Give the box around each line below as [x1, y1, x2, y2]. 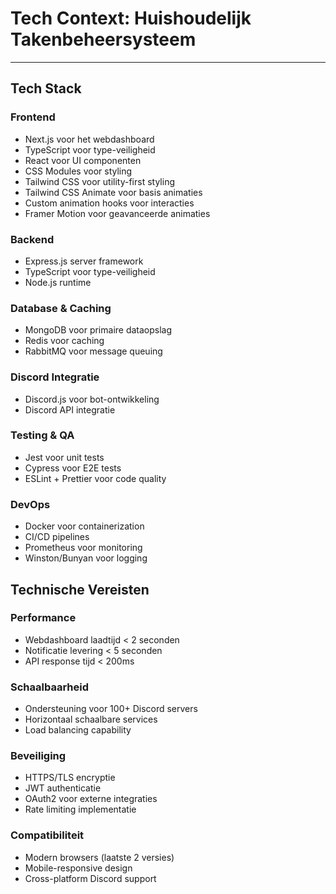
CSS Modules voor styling [24, 165, 133, 177]
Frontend [10, 110, 56, 124]
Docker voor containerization [24, 520, 145, 532]
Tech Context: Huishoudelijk [10, 7, 252, 30]
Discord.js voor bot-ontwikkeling [24, 393, 160, 405]
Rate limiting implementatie [24, 803, 137, 816]
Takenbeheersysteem [10, 28, 197, 51]
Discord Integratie [10, 370, 100, 384]
